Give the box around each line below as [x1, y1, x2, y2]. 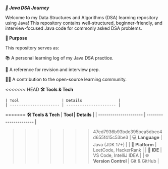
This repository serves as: [5, 45, 60, 50]
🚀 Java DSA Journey [5, 5, 49, 11]
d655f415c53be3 [93, 134, 129, 140]
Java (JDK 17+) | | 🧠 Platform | [93, 142, 157, 147]
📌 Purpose [5, 35, 28, 41]
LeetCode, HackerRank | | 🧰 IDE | [93, 147, 162, 153]
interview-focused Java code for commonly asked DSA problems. [5, 25, 142, 31]
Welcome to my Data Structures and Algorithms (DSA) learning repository [5, 15, 158, 20]
